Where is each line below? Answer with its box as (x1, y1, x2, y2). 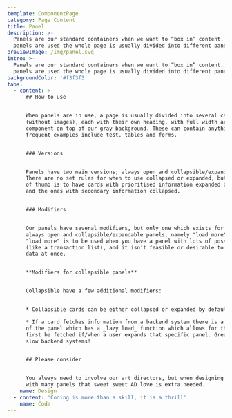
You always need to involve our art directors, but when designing (25, 374, 224, 382)
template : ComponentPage (7, 10, 79, 17)
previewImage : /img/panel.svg (7, 49, 95, 56)
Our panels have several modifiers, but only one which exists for (25, 225, 224, 231)
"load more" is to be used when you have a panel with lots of (25, 238, 212, 245)
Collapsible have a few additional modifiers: (25, 287, 162, 294)
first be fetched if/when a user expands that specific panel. (25, 331, 212, 339)
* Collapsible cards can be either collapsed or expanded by (25, 306, 206, 313)
